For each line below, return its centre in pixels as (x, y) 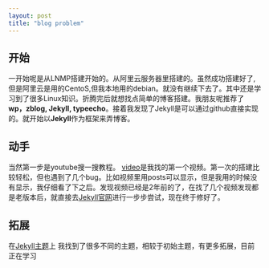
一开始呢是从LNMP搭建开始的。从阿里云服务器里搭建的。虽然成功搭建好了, (132, 79)
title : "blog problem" (46, 23)
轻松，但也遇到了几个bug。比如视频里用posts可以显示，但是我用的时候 (132, 177)
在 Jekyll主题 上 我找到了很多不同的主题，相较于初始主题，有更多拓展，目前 (132, 246)
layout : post (30, 16)
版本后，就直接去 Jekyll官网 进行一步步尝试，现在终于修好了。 (123, 197)
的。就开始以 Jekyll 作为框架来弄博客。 (71, 119)
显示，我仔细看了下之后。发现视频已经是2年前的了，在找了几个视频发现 (133, 187)
